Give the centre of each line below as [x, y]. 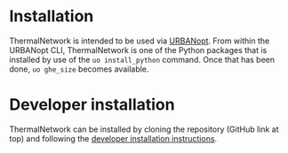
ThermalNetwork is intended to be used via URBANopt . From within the [140, 41]
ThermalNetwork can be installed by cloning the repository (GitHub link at [144, 129]
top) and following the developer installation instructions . [113, 138]
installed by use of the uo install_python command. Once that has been [142, 59]
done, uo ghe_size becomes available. [79, 69]
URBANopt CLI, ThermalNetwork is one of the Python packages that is [138, 50]
